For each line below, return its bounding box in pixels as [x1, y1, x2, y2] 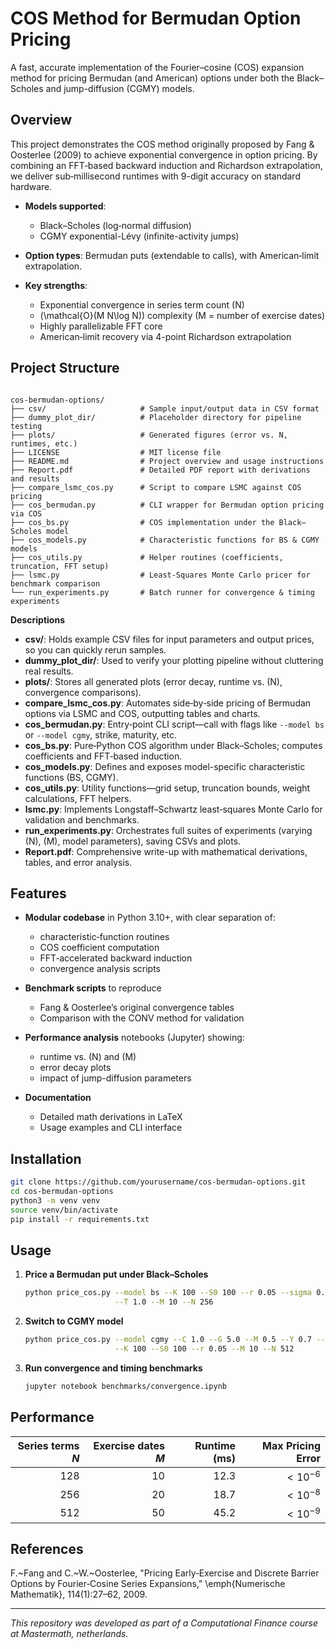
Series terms [17, 1438, 80, 1452]
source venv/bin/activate [10, 1205, 118, 1215]
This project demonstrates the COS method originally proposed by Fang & [10, 138, 315, 150]
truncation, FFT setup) [10, 561, 110, 571]
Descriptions [10, 613, 65, 626]
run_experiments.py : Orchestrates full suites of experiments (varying [24, 824, 313, 836]
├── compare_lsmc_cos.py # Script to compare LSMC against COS [10, 482, 302, 492]
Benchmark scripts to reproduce [24, 982, 162, 994]
